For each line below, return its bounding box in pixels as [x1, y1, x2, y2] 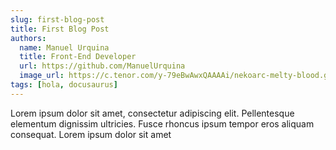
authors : [10, 33, 47, 43]
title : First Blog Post [10, 24, 110, 34]
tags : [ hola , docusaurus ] [10, 80, 118, 90]
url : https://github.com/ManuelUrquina [19, 61, 186, 71]
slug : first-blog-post [10, 14, 105, 25]
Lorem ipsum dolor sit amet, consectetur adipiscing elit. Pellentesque [10, 107, 295, 119]
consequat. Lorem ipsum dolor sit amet [10, 128, 172, 140]
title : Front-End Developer [19, 52, 137, 62]
